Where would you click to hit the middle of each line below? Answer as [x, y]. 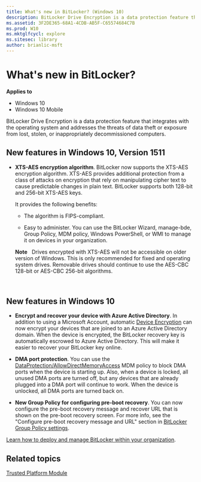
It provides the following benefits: [56, 204]
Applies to [19, 91]
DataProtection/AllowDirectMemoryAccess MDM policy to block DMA [100, 366]
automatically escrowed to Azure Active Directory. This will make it [97, 341]
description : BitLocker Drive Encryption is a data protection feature [97, 17]
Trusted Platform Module [37, 473]
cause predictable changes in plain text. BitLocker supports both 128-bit [104, 186]
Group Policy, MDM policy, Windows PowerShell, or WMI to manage [107, 234]
